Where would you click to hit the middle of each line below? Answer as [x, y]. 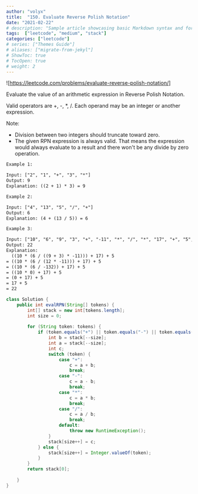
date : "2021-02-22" [30, 22]
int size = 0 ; [44, 316]
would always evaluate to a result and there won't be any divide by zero [102, 147]
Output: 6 [18, 213]
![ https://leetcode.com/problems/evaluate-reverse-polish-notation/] [88, 83]
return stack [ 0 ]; [48, 469]
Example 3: [19, 229]
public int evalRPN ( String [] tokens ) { [66, 305]
